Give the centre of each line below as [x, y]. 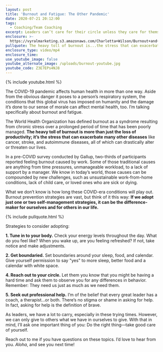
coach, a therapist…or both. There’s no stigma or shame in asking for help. [80, 300]
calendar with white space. [32, 266]
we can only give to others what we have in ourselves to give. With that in [79, 319]
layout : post [19, 9]
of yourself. [17, 330]
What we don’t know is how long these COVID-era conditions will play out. [80, 192]
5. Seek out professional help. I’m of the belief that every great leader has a [81, 295]
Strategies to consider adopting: [37, 226]
